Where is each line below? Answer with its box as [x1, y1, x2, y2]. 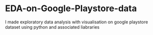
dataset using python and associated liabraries [5, 24, 100, 30]
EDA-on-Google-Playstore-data [5, 3, 137, 14]
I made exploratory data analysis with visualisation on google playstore [5, 19, 148, 25]
